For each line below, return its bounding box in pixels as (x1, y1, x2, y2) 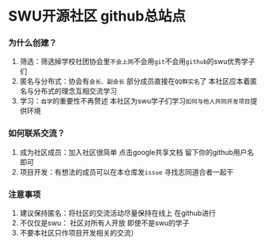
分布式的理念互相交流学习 (33, 86, 117, 96)
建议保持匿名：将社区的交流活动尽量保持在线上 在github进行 (19, 209, 216, 218)
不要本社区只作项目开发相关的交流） (19, 228, 138, 238)
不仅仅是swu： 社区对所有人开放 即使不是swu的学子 (19, 218, 190, 228)
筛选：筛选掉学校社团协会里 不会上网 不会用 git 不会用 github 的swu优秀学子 (19, 57, 256, 66)
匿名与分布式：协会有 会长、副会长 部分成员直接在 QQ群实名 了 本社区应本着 (19, 77, 251, 86)
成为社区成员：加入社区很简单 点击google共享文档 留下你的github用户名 (19, 147, 255, 156)
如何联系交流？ (8, 128, 66, 139)
